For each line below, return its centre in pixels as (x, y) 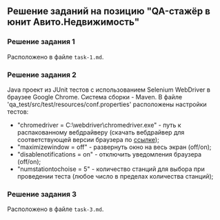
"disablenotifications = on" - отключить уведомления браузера (109, 154)
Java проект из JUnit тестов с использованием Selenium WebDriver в (109, 90)
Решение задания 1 (41, 42)
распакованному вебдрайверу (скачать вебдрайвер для (101, 132)
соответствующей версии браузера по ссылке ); (88, 139)
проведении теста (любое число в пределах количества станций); (115, 176)
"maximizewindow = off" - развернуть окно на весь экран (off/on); (114, 147)
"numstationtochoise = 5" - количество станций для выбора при (111, 169)
